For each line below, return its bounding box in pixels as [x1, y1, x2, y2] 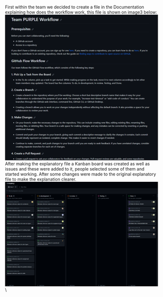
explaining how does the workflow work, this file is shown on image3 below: [5, 9, 158, 15]
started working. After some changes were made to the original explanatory [5, 171, 156, 177]
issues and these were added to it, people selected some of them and [5, 166, 145, 172]
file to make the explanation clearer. [5, 176, 77, 182]
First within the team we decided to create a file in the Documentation [5, 4, 145, 10]
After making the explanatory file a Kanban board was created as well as [5, 161, 150, 167]
